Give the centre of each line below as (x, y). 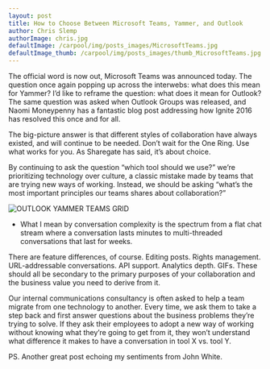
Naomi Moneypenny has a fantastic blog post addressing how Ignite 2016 (130, 110)
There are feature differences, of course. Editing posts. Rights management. (135, 257)
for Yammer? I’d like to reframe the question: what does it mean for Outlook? (135, 93)
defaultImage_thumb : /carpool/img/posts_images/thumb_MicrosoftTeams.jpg (135, 53)
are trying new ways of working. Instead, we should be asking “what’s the (131, 184)
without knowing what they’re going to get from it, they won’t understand (129, 332)
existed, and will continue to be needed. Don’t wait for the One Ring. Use (129, 143)
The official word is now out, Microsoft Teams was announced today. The (130, 76)
